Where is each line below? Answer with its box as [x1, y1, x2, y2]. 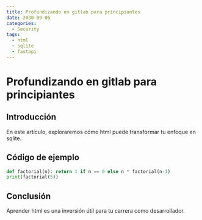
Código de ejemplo [6, 152, 79, 163]
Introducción [6, 112, 57, 122]
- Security [12, 26, 40, 32]
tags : [6, 32, 20, 38]
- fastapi [12, 49, 37, 55]
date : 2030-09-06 [6, 15, 51, 21]
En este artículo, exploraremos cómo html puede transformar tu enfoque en [6, 128, 197, 135]
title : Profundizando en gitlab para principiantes [6, 9, 140, 15]
